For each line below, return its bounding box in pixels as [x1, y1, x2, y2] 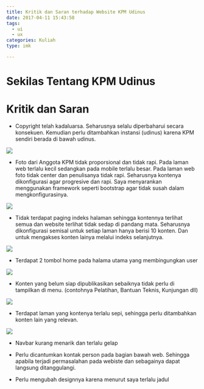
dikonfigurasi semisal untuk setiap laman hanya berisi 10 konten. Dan [15, 227, 189, 234]
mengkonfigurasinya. [15, 191, 69, 198]
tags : [6, 20, 20, 26]
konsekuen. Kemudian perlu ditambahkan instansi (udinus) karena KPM [15, 129, 195, 136]
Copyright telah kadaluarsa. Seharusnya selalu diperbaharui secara [15, 122, 184, 130]
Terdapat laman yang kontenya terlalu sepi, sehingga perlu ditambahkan [15, 310, 197, 317]
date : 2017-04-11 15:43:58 [6, 15, 75, 21]
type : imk [6, 43, 32, 49]
